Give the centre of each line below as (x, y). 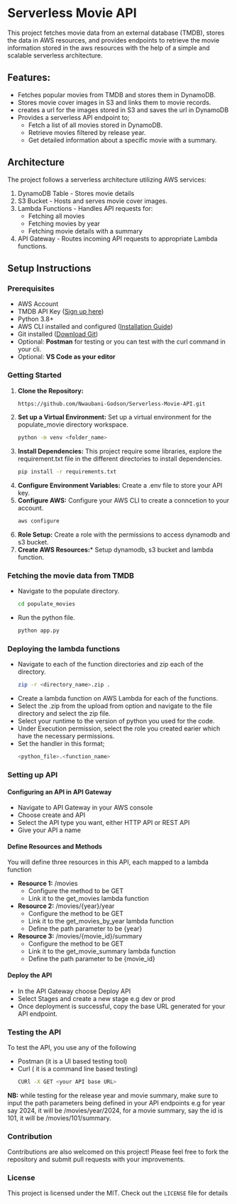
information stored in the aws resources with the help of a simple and (109, 48)
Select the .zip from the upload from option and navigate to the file (115, 706)
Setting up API (33, 775)
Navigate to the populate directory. (68, 591)
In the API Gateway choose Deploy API (74, 991)
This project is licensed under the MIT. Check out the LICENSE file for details (118, 1193)
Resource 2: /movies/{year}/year (66, 906)
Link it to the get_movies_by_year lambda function (101, 921)
